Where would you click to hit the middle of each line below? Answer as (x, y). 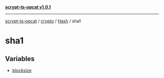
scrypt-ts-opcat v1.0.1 (28, 7)
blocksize (22, 70)
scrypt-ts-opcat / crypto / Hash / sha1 (43, 21)
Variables (20, 59)
